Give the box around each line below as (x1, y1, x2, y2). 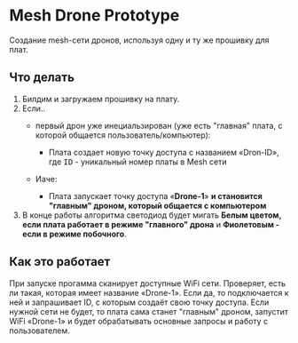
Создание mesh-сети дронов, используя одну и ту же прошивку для (9, 35, 270, 45)
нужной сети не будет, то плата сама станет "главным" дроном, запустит (9, 306, 289, 316)
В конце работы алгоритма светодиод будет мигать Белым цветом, (21, 210, 282, 220)
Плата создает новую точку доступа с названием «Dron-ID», (48, 147, 279, 157)
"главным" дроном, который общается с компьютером (48, 200, 267, 211)
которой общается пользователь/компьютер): (35, 130, 211, 140)
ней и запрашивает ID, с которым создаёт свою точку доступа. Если (9, 297, 270, 307)
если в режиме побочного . (21, 228, 127, 239)
